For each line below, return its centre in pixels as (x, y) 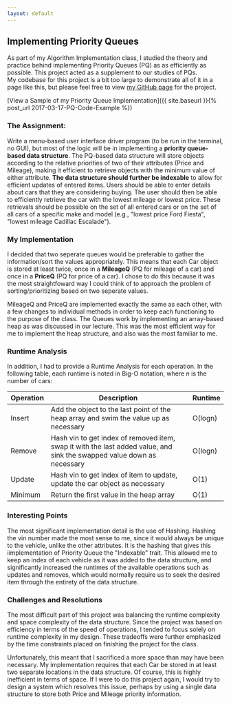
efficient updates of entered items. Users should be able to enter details (109, 185)
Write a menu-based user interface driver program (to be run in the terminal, (115, 141)
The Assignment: (37, 126)
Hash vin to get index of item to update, (114, 475)
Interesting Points (37, 515)
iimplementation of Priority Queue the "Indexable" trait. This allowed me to (112, 553)
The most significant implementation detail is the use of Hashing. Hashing (112, 531)
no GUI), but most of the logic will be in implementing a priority (97, 148)
